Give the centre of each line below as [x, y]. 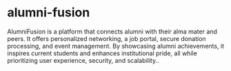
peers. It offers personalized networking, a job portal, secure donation [107, 38]
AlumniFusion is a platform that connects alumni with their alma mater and [112, 31]
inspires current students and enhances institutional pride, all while [102, 53]
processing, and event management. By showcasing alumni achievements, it [116, 46]
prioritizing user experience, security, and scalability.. [83, 60]
